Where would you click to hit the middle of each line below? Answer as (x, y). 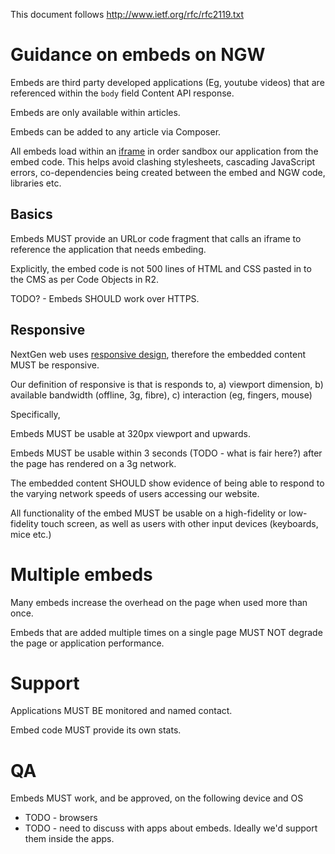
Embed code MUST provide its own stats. (96, 730)
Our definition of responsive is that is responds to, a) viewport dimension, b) (167, 384)
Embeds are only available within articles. (95, 112)
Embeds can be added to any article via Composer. (116, 131)
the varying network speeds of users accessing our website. (135, 493)
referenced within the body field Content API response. (122, 93)
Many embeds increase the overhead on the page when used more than (159, 602)
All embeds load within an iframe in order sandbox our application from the (164, 151)
